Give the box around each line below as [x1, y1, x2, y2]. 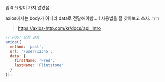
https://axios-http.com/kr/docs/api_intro [17, 25, 101, 31]
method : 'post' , [10, 44, 44, 49]
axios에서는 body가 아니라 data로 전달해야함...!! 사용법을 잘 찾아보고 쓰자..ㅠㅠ [5, 15, 160, 21]
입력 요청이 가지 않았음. [5, 5, 51, 10]
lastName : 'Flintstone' [14, 63, 64, 68]
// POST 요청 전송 [5, 35, 40, 40]
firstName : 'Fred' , [14, 58, 55, 63]
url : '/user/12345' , [10, 49, 53, 54]
